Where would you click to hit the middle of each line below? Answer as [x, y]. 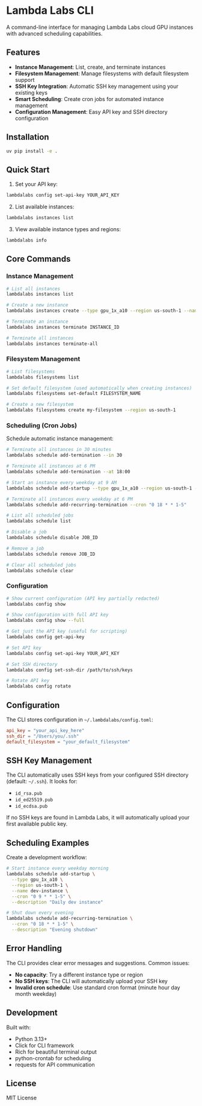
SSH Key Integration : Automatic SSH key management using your [96, 86]
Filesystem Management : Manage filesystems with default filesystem [102, 73]
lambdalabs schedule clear [40, 570]
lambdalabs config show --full [45, 621]
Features [23, 53]
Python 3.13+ [31, 1039]
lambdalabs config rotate [38, 686]
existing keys [31, 92]
